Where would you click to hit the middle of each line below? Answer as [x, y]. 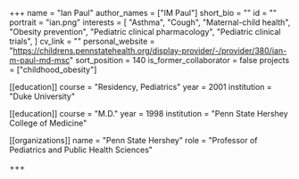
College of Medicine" [48, 123]
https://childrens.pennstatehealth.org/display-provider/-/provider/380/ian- [150, 51]
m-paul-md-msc [40, 60]
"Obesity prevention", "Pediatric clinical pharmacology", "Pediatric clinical [145, 32]
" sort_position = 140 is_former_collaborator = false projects [180, 60]
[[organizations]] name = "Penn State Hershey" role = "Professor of [133, 140]
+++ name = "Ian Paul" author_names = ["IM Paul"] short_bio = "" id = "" [143, 13]
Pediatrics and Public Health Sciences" [81, 150]
